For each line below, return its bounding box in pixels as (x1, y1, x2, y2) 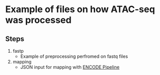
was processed (5, 14, 72, 26)
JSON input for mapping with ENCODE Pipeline (20, 64, 120, 70)
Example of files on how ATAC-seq (5, 4, 155, 15)
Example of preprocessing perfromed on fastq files (20, 53, 128, 59)
